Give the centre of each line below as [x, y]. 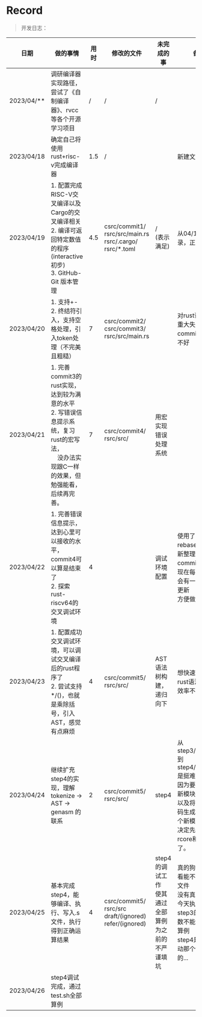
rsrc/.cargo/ [121, 241]
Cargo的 [63, 212]
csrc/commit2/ [125, 321]
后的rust [62, 668]
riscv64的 [65, 602]
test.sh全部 [66, 995]
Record [25, 11]
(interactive [67, 256]
